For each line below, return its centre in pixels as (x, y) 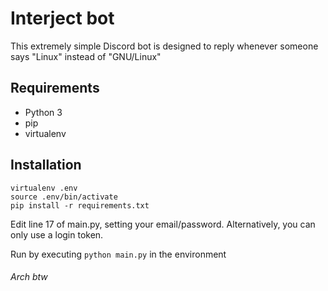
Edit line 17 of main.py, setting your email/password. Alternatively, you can (163, 224)
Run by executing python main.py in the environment (118, 254)
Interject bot (62, 18)
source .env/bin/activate (64, 197)
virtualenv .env (44, 188)
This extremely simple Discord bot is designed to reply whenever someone (164, 46)
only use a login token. (57, 234)
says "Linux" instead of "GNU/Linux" (86, 56)
